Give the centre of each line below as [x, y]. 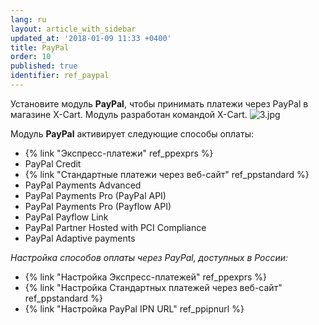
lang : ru [28, 19]
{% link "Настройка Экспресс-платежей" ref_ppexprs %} [145, 277]
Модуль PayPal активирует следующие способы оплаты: [132, 133]
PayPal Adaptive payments [80, 238]
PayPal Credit [53, 163]
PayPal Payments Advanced [83, 185]
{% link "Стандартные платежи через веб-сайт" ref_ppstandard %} [167, 174]
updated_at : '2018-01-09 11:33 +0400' [91, 38]
